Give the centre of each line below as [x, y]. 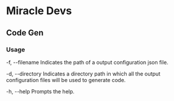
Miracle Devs [39, 11]
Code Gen [25, 33]
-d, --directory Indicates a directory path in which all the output [83, 74]
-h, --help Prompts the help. [41, 91]
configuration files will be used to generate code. [66, 80]
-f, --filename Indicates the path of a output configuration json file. [87, 62]
